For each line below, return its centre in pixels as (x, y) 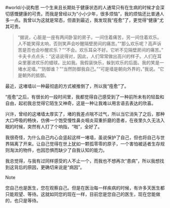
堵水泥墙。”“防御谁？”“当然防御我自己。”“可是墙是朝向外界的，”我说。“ (89, 69)
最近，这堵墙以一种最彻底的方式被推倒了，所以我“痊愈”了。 (67, 86)
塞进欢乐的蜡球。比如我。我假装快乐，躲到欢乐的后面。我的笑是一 (95, 63)
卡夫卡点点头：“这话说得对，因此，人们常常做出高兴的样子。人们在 (87, 56)
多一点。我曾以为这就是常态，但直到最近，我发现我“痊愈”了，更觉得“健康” (82, 20)
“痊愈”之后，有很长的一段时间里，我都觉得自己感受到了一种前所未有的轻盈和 (85, 97)
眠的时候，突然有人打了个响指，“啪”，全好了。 (54, 127)
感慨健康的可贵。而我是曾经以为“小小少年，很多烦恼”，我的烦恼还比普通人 (87, 14)
